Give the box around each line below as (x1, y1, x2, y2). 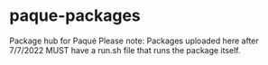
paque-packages (9, 5, 142, 26)
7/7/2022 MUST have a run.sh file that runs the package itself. (9, 44, 241, 55)
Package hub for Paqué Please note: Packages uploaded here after (9, 35, 259, 46)
